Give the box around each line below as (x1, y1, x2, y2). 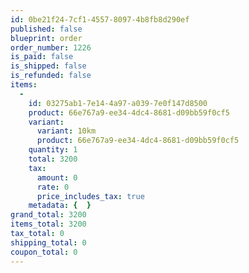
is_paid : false (10, 52, 74, 62)
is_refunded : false (10, 71, 92, 81)
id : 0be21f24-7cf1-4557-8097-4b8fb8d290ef (10, 14, 190, 25)
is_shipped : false (10, 61, 87, 71)
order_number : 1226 (10, 42, 92, 53)
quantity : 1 (28, 145, 78, 155)
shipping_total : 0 (10, 237, 87, 248)
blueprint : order (10, 33, 83, 43)
